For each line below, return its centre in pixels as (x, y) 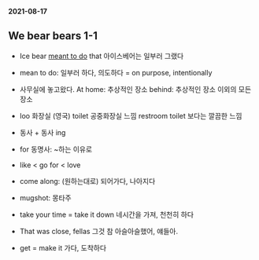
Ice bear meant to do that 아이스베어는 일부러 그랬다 (102, 56)
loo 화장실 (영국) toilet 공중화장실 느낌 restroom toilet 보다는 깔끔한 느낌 (131, 115)
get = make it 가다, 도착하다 (63, 247)
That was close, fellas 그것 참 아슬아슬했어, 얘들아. (99, 231)
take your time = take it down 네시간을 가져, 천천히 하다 (107, 214)
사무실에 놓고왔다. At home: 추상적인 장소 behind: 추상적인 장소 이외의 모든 (135, 89)
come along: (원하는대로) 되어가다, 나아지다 (87, 181)
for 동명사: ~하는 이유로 (56, 149)
